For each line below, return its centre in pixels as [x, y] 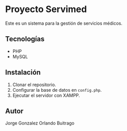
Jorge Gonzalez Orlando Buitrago [40, 123]
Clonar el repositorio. [34, 85]
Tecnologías [25, 39]
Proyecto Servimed [46, 9]
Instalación [23, 72]
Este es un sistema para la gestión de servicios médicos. [64, 23]
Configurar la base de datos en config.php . [57, 90]
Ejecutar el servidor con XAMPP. [46, 95]
